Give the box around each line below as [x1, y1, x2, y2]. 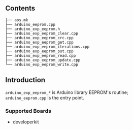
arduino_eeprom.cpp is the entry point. [5, 94, 85, 101]
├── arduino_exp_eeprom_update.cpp [5, 57, 81, 62]
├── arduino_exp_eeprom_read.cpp [5, 53, 76, 58]
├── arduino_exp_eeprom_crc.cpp [5, 35, 74, 40]
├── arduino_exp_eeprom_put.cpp [5, 48, 74, 54]
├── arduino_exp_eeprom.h [5, 26, 60, 31]
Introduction [5, 76, 46, 84]
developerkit [12, 119, 39, 125]
